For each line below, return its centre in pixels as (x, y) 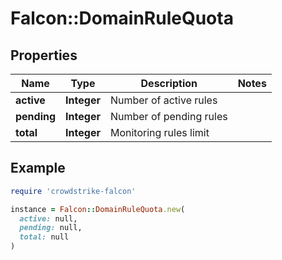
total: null (44, 237)
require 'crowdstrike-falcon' (73, 191)
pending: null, (51, 228)
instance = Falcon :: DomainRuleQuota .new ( (98, 209)
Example (38, 168)
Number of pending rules (168, 116)
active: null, (48, 218)
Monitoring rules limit (159, 132)
